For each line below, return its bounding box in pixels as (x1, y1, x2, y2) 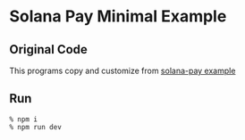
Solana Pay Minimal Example (9, 6, 227, 27)
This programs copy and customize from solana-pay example (9, 65, 236, 76)
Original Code (9, 42, 88, 57)
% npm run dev (9, 122, 63, 131)
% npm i (9, 114, 38, 124)
